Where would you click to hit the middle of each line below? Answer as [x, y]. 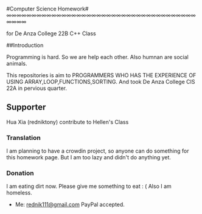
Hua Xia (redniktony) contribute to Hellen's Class [68, 122]
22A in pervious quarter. [37, 88]
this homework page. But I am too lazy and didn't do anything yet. [89, 157]
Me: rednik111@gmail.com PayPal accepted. [70, 205]
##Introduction [25, 45]
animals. [17, 64]
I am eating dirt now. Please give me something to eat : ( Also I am [89, 186]
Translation [23, 137]
